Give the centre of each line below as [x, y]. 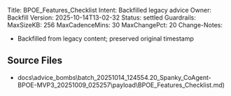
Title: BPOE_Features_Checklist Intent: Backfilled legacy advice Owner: [110, 10]
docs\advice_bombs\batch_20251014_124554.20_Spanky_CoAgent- [114, 77]
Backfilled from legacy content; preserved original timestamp [105, 39]
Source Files [35, 61]
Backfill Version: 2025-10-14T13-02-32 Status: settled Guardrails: [101, 18]
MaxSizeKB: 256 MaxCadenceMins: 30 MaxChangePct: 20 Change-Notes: [115, 25]
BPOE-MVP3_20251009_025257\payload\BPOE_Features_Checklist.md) [121, 85]
